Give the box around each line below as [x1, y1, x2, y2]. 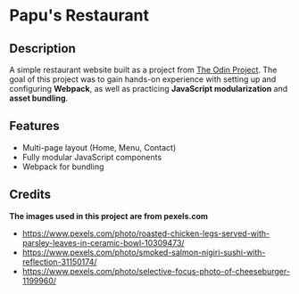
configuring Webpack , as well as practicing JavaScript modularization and [9, 84, 288, 94]
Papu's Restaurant [9, 5, 150, 26]
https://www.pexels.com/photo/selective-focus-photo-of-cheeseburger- [21, 265, 290, 276]
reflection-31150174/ [21, 256, 97, 267]
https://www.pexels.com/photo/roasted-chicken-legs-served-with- [21, 228, 270, 239]
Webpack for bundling [21, 161, 104, 172]
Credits [9, 187, 52, 202]
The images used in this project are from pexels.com [9, 210, 208, 221]
